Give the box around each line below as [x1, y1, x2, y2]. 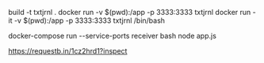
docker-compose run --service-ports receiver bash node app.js [8, 31, 216, 40]
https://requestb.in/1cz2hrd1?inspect [8, 46, 128, 55]
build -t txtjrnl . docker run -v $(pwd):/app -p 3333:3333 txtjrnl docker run [8, 8, 251, 17]
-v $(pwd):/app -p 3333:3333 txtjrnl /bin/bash [13, 16, 165, 25]
